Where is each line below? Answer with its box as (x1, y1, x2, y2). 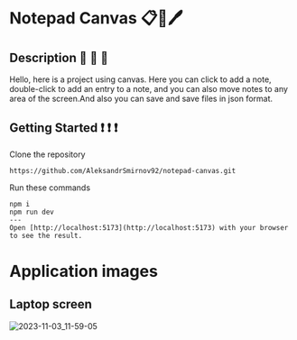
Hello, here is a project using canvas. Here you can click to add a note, (9, 74, 273, 85)
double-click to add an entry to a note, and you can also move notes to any (9, 84, 289, 94)
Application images (9, 262, 158, 281)
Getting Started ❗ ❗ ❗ (9, 120, 118, 136)
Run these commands (9, 182, 91, 193)
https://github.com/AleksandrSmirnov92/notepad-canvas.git (9, 166, 237, 175)
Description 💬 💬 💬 (9, 50, 108, 65)
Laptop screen (9, 297, 93, 312)
